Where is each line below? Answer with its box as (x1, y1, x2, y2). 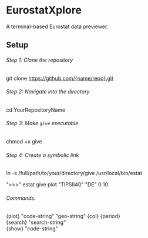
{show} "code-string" (6, 225, 59, 232)
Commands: (6, 195, 36, 202)
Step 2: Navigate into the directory (6, 88, 90, 95)
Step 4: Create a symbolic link (6, 151, 79, 159)
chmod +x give (6, 138, 42, 145)
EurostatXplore (6, 4, 82, 17)
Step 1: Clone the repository (6, 56, 73, 63)
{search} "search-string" (6, 219, 66, 226)
